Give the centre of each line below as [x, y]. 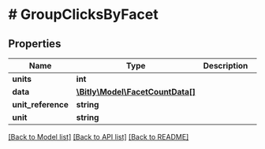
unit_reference [41, 104]
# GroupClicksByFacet [84, 15]
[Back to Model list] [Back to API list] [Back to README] [99, 137]
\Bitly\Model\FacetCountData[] [136, 92]
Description [226, 66]
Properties [35, 44]
